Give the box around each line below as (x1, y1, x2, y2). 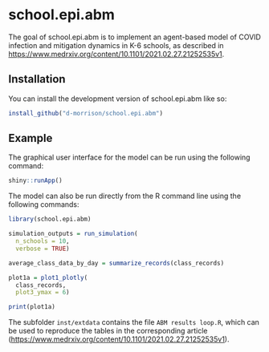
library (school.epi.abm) (8, 215, 92, 224)
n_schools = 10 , (15, 237, 70, 245)
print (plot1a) (8, 303, 56, 311)
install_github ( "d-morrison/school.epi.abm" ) (8, 109, 163, 117)
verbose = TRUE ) (15, 245, 70, 253)
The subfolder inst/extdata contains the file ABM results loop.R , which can (8, 318, 259, 327)
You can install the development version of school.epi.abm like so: (8, 94, 227, 103)
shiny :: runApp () (8, 176, 63, 185)
